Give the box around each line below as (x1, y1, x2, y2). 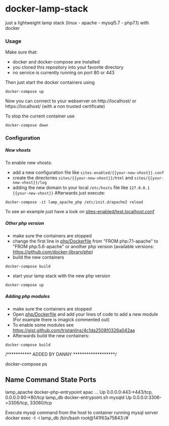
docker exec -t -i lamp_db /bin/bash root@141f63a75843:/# (5, 414, 129, 421)
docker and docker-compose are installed (12, 59, 100, 65)
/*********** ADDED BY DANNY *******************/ (5, 351, 117, 357)
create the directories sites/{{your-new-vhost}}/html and (12, 175, 134, 181)
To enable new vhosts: (5, 160, 52, 166)
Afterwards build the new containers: (12, 333, 90, 339)
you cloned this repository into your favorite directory (12, 64, 124, 71)
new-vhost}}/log (12, 180, 47, 186)
